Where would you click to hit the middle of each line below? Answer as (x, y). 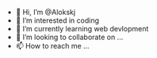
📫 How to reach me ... (52, 46)
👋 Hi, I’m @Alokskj (46, 12)
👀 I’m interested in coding (57, 20)
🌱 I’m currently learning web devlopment (82, 29)
